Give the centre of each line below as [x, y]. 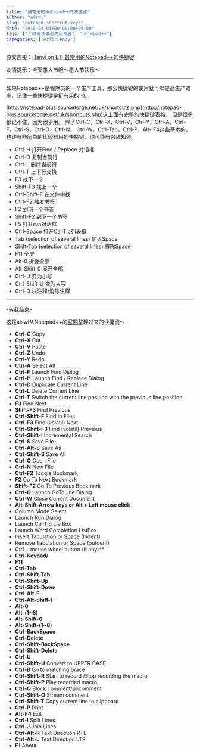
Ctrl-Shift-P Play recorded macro [56, 682]
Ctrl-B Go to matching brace [50, 669]
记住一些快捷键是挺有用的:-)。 [53, 95]
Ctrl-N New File [34, 467]
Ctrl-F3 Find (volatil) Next [46, 423]
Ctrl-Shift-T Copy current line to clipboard [67, 701]
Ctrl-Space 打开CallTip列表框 [51, 231]
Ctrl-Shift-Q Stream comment [52, 695]
